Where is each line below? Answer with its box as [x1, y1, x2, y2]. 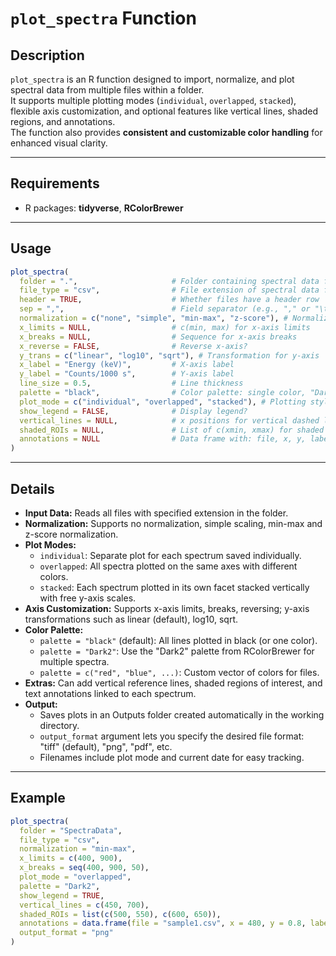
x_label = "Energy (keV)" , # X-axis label [19, 360, 235, 370]
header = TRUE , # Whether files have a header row [19, 295, 320, 305]
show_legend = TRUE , [19, 890, 105, 901]
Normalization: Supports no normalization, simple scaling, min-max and [24, 517, 323, 529]
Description [10, 47, 85, 64]
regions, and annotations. [10, 116, 116, 127]
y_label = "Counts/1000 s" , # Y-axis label [19, 369, 235, 379]
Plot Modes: [24, 538, 77, 551]
